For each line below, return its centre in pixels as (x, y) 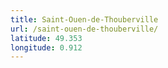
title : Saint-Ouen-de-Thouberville (84, 19)
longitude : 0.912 (46, 47)
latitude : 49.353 (46, 38)
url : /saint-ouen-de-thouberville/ (84, 29)
